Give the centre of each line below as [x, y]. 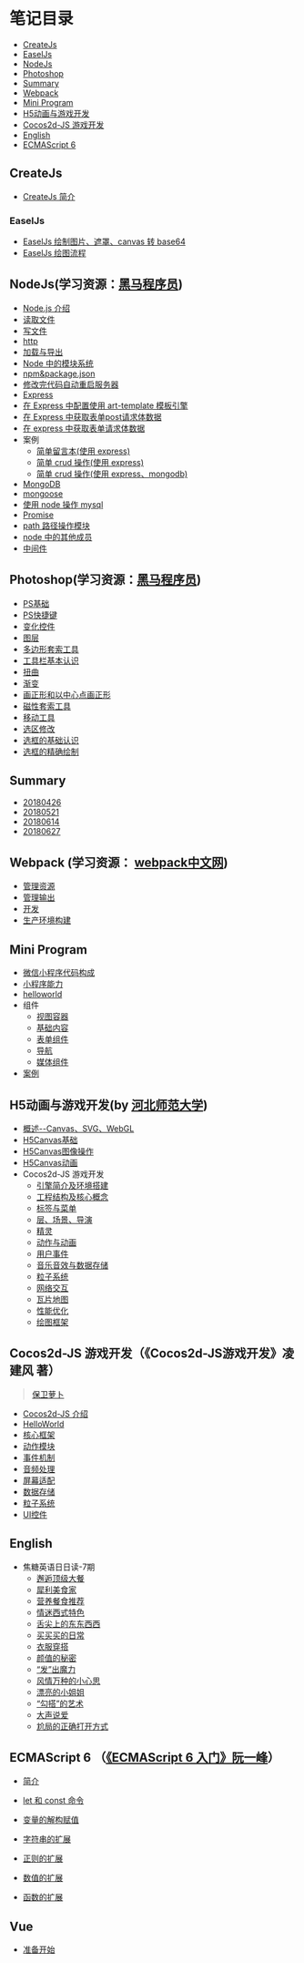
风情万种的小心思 [68, 1681]
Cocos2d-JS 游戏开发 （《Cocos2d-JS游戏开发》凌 [152, 1354]
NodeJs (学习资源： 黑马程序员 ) [96, 285]
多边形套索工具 [51, 649]
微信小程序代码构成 [59, 973]
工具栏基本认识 [51, 660]
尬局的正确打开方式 [72, 1726]
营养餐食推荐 [60, 1600]
